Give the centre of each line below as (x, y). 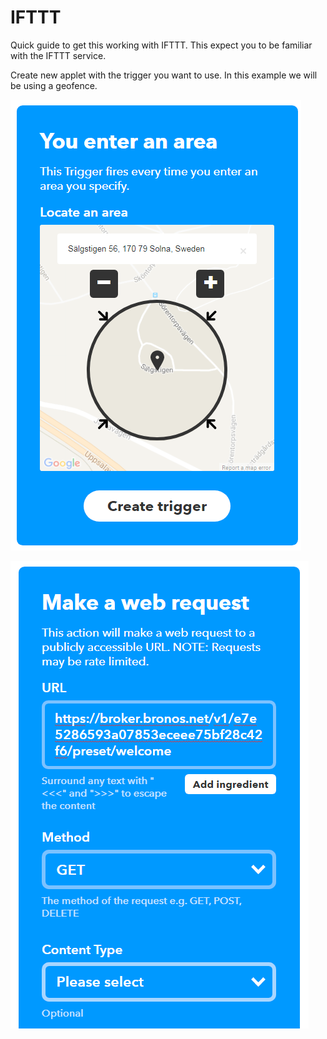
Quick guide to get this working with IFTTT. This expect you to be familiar (161, 45)
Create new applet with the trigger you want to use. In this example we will (164, 75)
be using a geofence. (54, 85)
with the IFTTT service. (58, 55)
